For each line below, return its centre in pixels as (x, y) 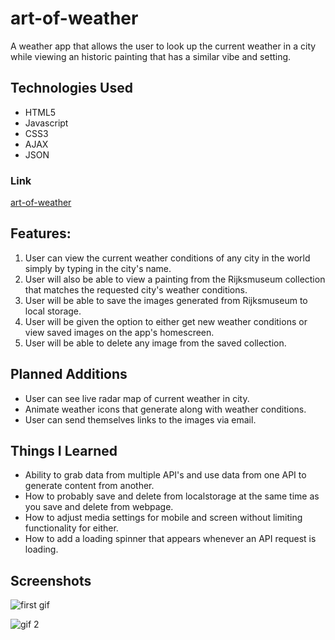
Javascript (46, 123)
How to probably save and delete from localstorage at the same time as (172, 496)
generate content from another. (89, 486)
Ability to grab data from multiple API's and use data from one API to (165, 475)
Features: (41, 233)
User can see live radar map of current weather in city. (137, 398)
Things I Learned (64, 451)
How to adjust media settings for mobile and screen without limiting (163, 518)
